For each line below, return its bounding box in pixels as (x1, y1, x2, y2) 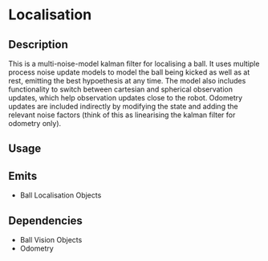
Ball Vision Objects (19, 235, 83, 245)
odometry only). (8, 119, 62, 128)
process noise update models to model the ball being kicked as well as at (8, 67, 250, 77)
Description (8, 38, 68, 51)
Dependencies (8, 214, 83, 227)
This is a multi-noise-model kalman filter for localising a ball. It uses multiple (8, 59, 260, 68)
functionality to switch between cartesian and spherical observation (8, 84, 233, 94)
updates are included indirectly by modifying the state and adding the (8, 102, 238, 111)
